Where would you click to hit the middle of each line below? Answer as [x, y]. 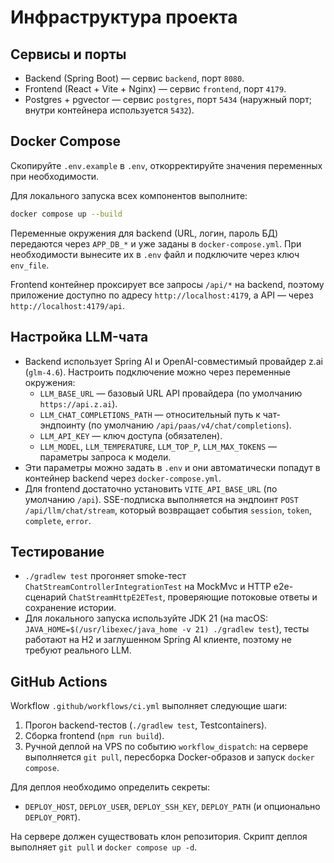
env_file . [30, 265]
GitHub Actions [59, 681]
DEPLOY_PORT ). [52, 817]
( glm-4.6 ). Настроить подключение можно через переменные [157, 372]
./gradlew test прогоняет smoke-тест [105, 576]
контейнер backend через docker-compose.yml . [123, 478]
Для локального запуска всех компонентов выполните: [129, 195]
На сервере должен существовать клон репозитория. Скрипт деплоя [159, 837]
